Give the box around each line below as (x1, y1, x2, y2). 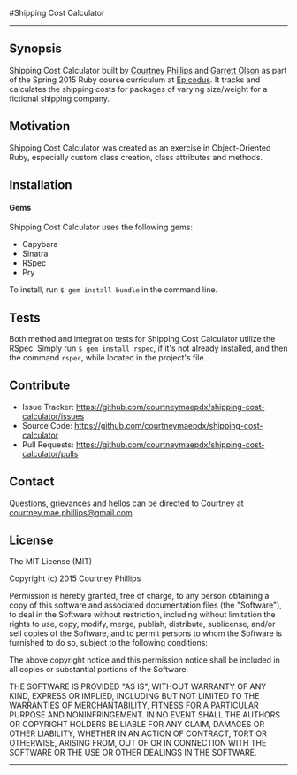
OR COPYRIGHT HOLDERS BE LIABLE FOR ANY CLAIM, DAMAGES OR (9, 719, 265, 730)
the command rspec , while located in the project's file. (9, 353, 207, 363)
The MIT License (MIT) (9, 556, 93, 567)
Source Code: (21, 420, 72, 430)
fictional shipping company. (9, 93, 110, 104)
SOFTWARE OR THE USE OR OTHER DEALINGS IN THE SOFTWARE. (9, 748, 257, 758)
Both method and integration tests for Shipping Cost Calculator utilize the (9, 334, 276, 345)
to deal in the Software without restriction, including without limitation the (9, 609, 276, 620)
